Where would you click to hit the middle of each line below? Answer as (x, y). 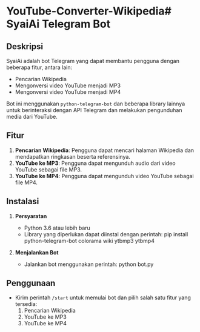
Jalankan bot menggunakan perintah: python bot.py (89, 264)
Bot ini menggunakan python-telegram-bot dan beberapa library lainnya (96, 104)
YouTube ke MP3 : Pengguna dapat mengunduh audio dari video (95, 163)
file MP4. (26, 182)
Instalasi (23, 201)
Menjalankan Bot (37, 252)
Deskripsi (25, 46)
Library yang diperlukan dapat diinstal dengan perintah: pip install (106, 234)
